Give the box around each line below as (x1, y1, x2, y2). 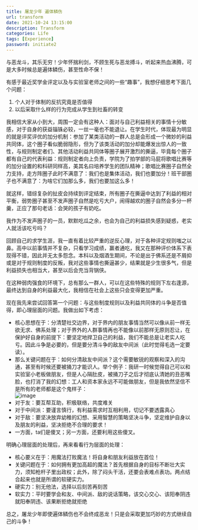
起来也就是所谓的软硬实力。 (19, 476, 87, 483)
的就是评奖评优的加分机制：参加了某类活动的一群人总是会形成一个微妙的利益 (6, 133, 192, 140)
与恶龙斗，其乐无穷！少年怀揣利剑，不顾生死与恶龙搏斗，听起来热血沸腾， (6, 58, 187, 66)
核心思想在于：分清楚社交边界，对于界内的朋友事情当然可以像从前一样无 (14, 319, 190, 326)
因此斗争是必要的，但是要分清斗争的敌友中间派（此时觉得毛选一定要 (25, 341, 190, 348)
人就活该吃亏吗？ (6, 224, 48, 231)
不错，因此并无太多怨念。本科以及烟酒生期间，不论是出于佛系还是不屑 (16, 251, 187, 259)
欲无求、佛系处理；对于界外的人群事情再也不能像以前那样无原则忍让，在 (14, 326, 190, 333)
